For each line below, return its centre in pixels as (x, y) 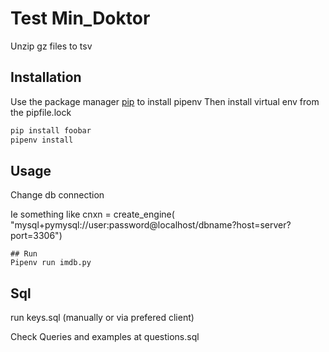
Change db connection (57, 195)
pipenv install (42, 140)
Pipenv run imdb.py (51, 263)
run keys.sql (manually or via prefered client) (102, 318)
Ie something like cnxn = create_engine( (92, 214)
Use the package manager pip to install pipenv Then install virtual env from (165, 101)
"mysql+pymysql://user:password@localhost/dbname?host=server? (151, 225)
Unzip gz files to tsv (51, 46)
